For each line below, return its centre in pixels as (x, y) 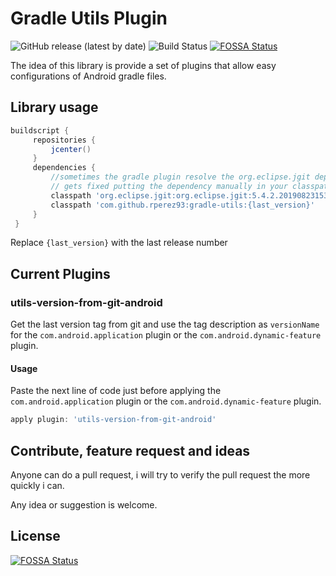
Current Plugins (60, 273)
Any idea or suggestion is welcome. (84, 504)
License (35, 536)
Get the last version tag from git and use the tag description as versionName (165, 324)
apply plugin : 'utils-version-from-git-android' (113, 420)
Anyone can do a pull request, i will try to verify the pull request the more (160, 474)
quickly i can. (37, 485)
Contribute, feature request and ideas (130, 450)
